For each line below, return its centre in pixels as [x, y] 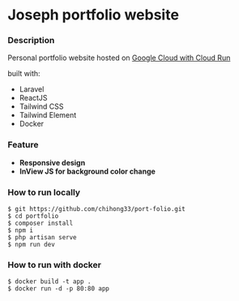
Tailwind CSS [41, 106]
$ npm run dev [32, 245]
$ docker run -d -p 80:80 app [59, 289]
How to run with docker [55, 265]
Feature [23, 145]
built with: [24, 74]
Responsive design [52, 162]
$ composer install [41, 224]
